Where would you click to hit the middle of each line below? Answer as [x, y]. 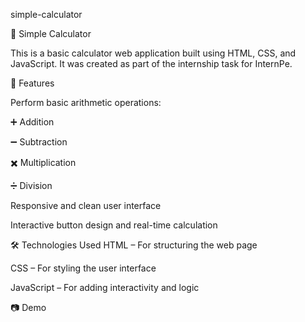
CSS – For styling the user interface [83, 268]
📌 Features [32, 83]
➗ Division [31, 185]
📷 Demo [28, 307]
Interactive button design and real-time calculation [114, 225]
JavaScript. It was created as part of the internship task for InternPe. [151, 63]
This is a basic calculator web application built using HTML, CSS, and [153, 53]
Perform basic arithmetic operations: [86, 102]
